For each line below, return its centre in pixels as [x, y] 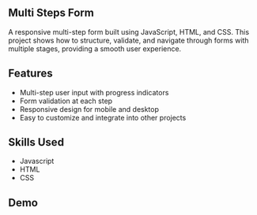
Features [30, 74]
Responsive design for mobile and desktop [89, 109]
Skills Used [36, 142]
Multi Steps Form [51, 13]
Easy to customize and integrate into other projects [103, 117]
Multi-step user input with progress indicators [94, 92]
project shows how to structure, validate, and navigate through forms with [128, 40]
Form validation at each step [66, 101]
